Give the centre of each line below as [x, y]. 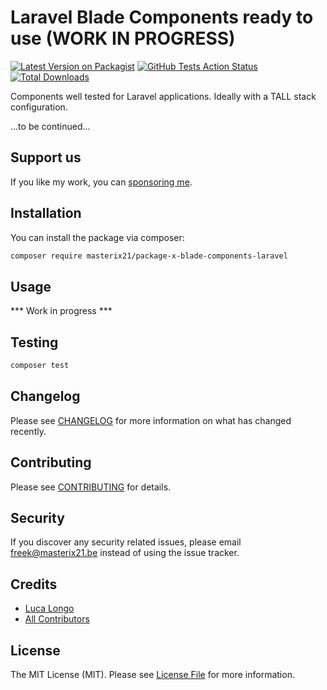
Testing [34, 342]
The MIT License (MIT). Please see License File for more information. [152, 674]
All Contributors [57, 619]
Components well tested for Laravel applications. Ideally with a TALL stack [163, 96]
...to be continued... [50, 126]
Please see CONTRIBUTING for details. [91, 487]
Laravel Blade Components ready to [162, 17]
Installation [46, 213]
